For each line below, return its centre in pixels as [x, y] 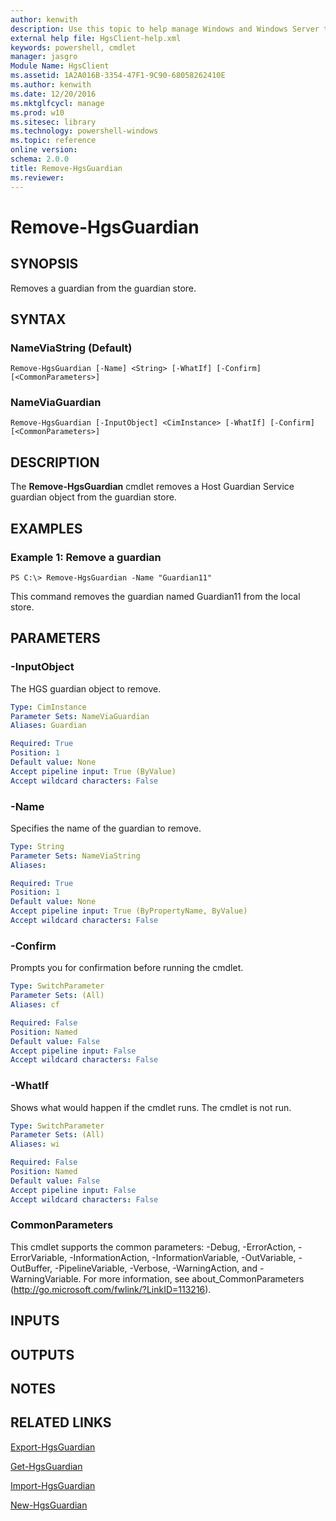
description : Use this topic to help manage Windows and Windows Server [165, 29]
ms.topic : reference [53, 141]
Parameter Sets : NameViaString [75, 856]
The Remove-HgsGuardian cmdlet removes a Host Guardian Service [152, 487]
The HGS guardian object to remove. [86, 688]
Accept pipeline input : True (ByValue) [93, 771]
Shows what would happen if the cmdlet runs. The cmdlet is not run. [151, 1107]
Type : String [37, 846]
